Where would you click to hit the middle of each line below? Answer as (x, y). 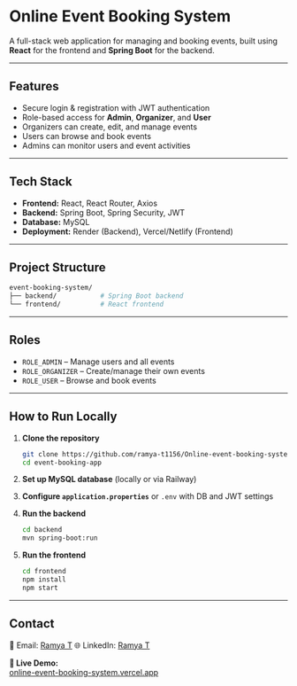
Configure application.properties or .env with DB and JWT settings (148, 496)
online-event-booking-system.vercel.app (84, 672)
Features (34, 86)
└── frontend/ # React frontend (87, 304)
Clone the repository (61, 438)
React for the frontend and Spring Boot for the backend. (112, 50)
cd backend (42, 530)
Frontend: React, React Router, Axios (89, 203)
